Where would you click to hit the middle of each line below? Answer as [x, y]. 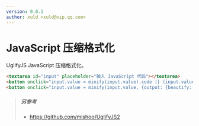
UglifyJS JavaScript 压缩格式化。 [46, 65]
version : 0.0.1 [25, 11]
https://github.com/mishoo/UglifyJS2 [75, 117]
